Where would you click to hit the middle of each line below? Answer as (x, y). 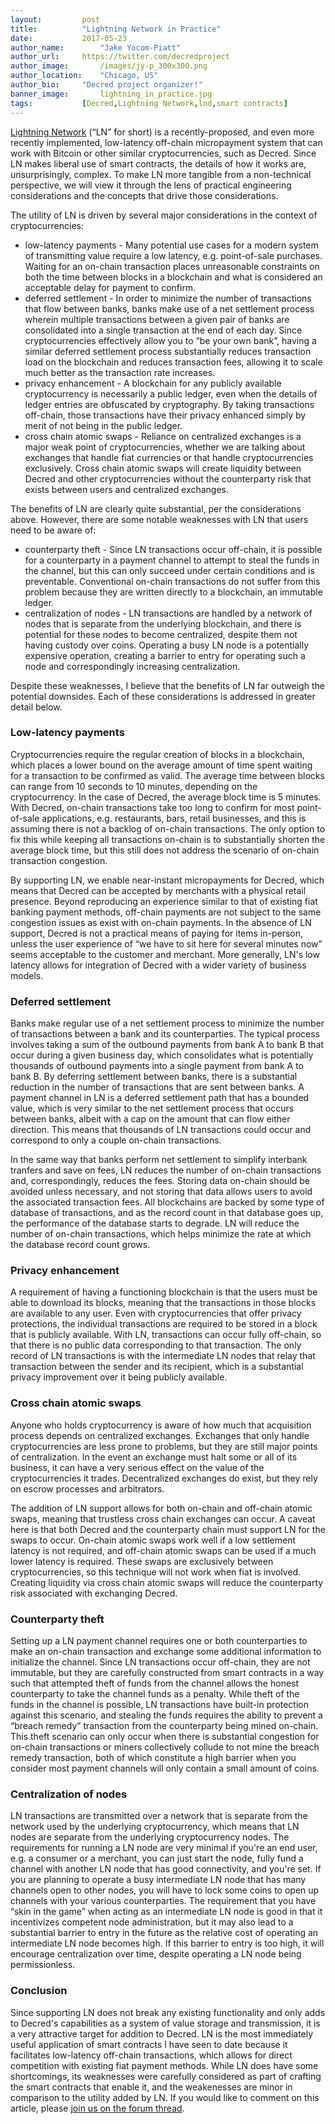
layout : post (55, 19)
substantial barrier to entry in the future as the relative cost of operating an (164, 1933)
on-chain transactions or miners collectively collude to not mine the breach (165, 1747)
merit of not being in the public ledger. (103, 425)
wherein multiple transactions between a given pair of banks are (157, 319)
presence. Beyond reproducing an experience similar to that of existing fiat (164, 901)
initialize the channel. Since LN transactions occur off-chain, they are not (160, 1662)
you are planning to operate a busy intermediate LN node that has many (158, 1880)
